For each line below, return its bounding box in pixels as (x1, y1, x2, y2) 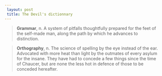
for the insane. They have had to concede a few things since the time (16, 55, 156, 61)
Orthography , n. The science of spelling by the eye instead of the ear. (16, 45, 158, 51)
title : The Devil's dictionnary (6, 12, 73, 17)
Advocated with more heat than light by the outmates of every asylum (16, 50, 158, 56)
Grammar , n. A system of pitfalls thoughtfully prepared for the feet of (16, 25, 156, 31)
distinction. (16, 35, 40, 42)
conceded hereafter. (16, 66, 58, 72)
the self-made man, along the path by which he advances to (16, 30, 138, 36)
